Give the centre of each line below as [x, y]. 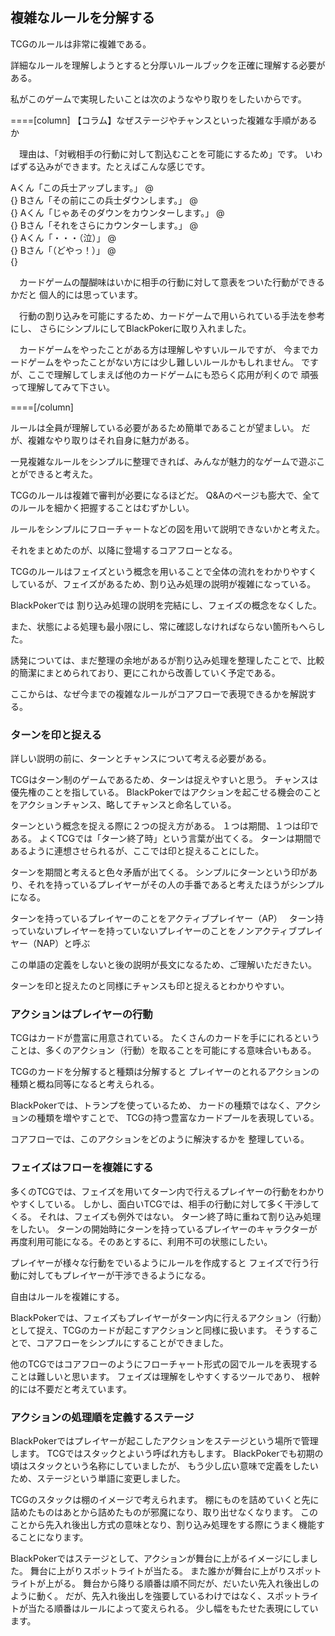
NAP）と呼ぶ [63, 944]
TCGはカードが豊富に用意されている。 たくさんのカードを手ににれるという [165, 1038]
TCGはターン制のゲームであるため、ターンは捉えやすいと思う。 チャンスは [164, 780]
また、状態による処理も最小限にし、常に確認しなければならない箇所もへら [163, 626]
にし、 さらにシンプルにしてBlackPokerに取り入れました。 [131, 328]
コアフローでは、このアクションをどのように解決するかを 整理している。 [160, 1139]
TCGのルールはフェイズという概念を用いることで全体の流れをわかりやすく [164, 571]
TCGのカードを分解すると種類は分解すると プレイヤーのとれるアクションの [165, 1072]
